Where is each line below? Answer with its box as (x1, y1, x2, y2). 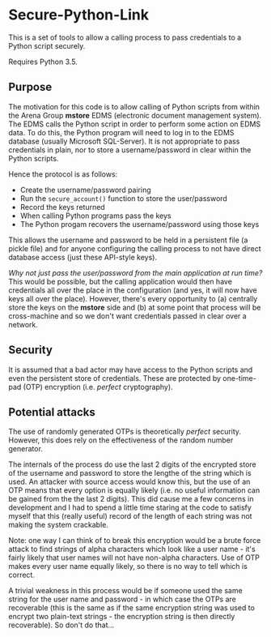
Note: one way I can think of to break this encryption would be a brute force (8, 536, 261, 545)
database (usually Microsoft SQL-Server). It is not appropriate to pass (8, 136, 240, 146)
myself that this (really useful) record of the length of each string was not (8, 511, 252, 521)
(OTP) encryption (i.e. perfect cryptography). (23, 382, 173, 391)
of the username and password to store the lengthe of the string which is (8, 468, 252, 478)
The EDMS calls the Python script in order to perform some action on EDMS (8, 119, 261, 129)
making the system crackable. (8, 520, 109, 530)
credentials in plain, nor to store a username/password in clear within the (8, 144, 252, 155)
